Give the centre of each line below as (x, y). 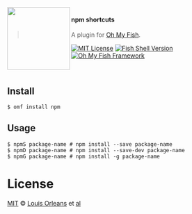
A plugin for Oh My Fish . (106, 35)
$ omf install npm (34, 107)
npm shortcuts (93, 19)
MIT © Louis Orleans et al (44, 203)
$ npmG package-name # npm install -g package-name (83, 156)
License (31, 184)
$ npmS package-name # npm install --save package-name (90, 144)
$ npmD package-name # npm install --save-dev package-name (96, 150)
